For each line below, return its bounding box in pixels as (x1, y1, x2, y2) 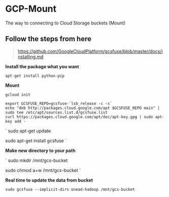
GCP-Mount (5, 3, 57, 15)
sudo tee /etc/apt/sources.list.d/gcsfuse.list (5, 110, 108, 115)
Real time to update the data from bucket (5, 177, 93, 183)
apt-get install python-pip (5, 73, 65, 78)
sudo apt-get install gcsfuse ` (5, 137, 67, 144)
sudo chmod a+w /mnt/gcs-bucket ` (5, 167, 81, 173)
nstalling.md (17, 53, 44, 60)
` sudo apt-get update (5, 128, 51, 134)
